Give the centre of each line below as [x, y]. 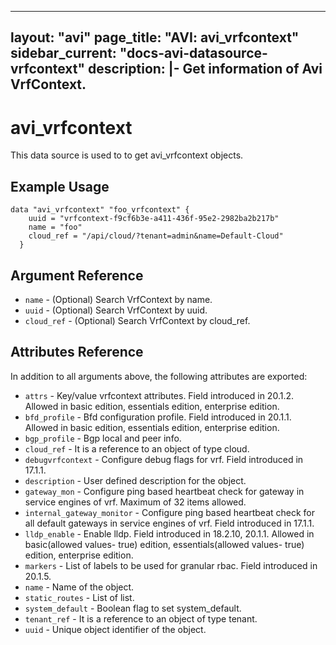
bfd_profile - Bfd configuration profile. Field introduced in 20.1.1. [158, 417]
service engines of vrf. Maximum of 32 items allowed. [135, 502]
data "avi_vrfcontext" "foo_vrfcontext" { [100, 210]
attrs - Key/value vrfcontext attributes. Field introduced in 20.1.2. [159, 395]
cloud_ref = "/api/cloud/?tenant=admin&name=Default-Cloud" [156, 236]
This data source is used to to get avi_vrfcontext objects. [127, 155]
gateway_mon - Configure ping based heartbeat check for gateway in [164, 491]
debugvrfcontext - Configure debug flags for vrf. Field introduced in [164, 459]
